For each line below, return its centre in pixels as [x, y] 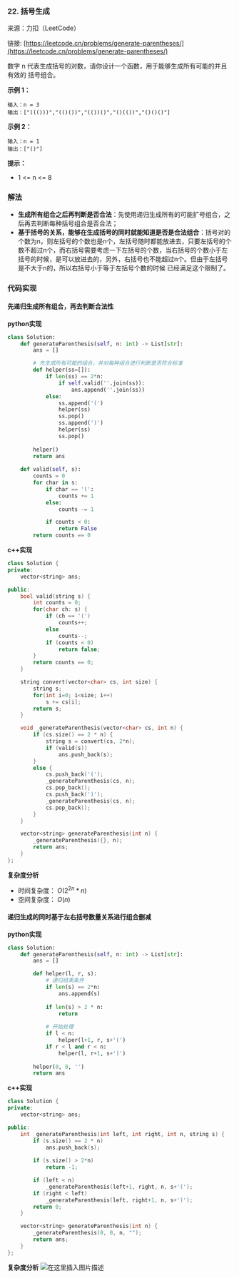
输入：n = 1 [24, 142]
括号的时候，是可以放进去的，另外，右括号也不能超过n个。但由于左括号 [123, 259]
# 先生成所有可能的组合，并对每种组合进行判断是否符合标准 [108, 363]
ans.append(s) [79, 993]
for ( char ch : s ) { [60, 609]
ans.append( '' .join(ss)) [108, 390]
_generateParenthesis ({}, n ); [78, 841]
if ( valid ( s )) [66, 748]
